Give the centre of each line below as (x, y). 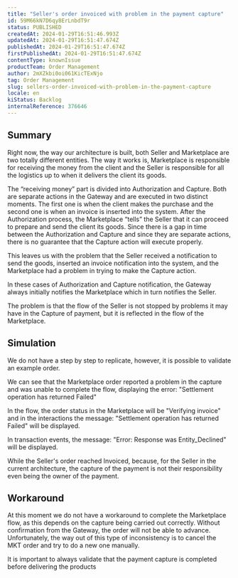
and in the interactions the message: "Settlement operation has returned (113, 418)
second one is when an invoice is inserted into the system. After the (107, 211)
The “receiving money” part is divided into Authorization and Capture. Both (117, 188)
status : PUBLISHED (34, 27)
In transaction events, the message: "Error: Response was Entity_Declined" (117, 439)
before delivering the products (52, 567)
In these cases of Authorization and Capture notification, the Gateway (109, 284)
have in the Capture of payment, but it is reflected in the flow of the (106, 313)
